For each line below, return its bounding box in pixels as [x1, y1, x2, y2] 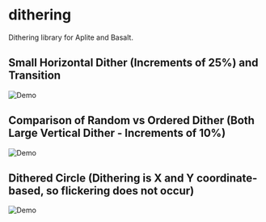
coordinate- [196, 171, 258, 185]
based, [8, 184, 44, 198]
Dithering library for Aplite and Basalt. [8, 32, 133, 42]
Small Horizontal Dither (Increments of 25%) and [8, 56, 259, 70]
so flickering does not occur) [45, 184, 195, 198]
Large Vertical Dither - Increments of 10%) [8, 126, 226, 140]
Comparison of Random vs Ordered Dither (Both [8, 113, 255, 127]
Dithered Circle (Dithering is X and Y [8, 171, 195, 185]
